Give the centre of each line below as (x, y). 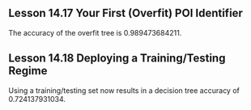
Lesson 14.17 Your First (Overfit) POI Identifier (125, 13)
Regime (28, 71)
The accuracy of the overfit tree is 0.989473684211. (95, 32)
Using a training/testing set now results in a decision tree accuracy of (124, 90)
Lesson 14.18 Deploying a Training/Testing (117, 59)
